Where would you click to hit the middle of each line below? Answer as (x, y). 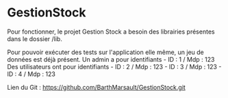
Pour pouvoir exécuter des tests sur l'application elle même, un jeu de (105, 52)
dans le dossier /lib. (35, 38)
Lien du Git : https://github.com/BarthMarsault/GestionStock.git (97, 87)
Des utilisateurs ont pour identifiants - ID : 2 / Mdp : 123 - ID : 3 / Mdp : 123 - (114, 66)
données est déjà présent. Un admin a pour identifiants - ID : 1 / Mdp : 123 (111, 59)
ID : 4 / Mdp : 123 (31, 74)
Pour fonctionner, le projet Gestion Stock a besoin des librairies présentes (111, 32)
